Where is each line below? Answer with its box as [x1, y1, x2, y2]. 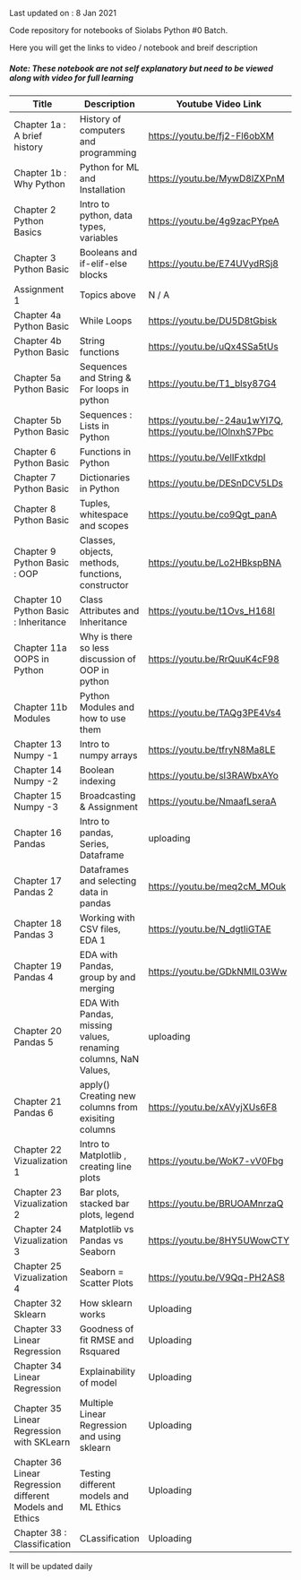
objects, [79, 545, 114, 557]
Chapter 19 [13, 959, 63, 971]
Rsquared [79, 1344, 121, 1357]
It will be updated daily [9, 1560, 93, 1571]
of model [79, 1376, 117, 1388]
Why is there [79, 630, 133, 643]
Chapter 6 [13, 445, 56, 458]
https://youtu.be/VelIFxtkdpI [148, 451, 266, 463]
